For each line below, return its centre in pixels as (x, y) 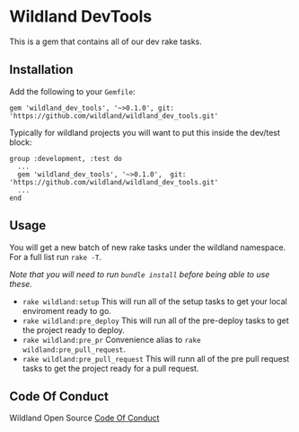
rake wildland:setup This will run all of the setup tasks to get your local (154, 301)
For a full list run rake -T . (55, 256)
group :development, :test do (66, 158)
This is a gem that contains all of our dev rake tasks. (106, 41)
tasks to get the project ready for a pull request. (110, 368)
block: (21, 142)
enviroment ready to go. (67, 310)
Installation (41, 70)
